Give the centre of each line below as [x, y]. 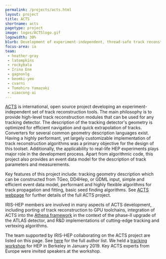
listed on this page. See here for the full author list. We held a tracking [76, 241]
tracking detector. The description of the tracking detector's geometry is [79, 122]
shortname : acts [22, 24]
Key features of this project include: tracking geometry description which [80, 174]
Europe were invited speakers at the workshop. [53, 251]
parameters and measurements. [38, 164]
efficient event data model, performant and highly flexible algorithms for [78, 185]
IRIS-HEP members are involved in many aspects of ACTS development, [78, 205]
